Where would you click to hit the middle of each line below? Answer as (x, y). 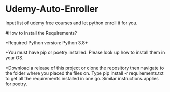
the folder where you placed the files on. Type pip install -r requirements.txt (84, 73)
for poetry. (16, 84)
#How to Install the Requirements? (41, 33)
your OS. (15, 58)
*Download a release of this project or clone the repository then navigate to (85, 68)
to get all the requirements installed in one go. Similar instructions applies (82, 78)
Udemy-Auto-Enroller (52, 9)
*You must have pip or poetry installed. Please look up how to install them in (85, 52)
